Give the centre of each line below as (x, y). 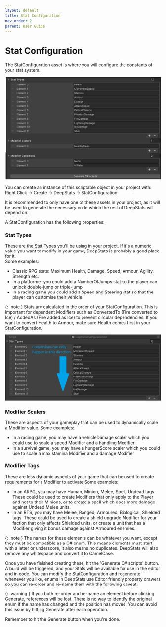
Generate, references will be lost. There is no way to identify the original (79, 599)
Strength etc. (25, 276)
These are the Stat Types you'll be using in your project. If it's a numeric (78, 246)
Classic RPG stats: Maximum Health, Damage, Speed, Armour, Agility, (83, 271)
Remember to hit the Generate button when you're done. (62, 619)
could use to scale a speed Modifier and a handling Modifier (73, 443)
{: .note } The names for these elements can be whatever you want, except (81, 538)
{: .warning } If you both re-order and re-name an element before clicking (80, 593)
